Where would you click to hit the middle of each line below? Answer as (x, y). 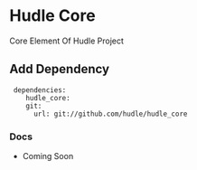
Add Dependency (60, 69)
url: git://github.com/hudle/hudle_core (110, 114)
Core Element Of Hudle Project (67, 41)
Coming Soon (48, 156)
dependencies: (40, 90)
